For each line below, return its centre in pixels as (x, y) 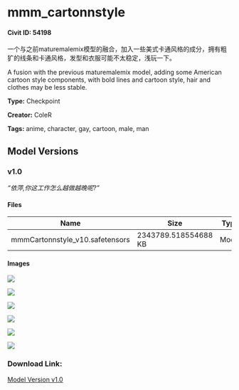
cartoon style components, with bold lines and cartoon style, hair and (109, 80)
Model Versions (43, 151)
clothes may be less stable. (47, 88)
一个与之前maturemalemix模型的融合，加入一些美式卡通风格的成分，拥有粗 (117, 49)
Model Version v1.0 (35, 379)
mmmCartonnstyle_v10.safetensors (70, 240)
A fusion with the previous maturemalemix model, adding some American (115, 73)
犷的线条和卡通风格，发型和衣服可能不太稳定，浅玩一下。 (91, 58)
